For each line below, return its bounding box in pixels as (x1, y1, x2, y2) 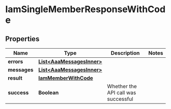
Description (110, 50, 140, 56)
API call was (107, 89, 136, 96)
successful (107, 95, 133, 102)
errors (8, 58, 23, 65)
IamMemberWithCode (38, 75, 93, 82)
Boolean (38, 89, 59, 96)
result (8, 75, 23, 82)
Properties (5, 34, 40, 43)
